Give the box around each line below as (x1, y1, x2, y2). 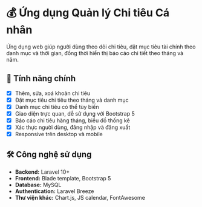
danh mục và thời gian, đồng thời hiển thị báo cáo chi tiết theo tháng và (6, 49, 184, 56)
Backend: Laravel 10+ (15, 168, 70, 176)
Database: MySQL (15, 181, 62, 188)
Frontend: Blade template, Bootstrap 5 (15, 175, 111, 182)
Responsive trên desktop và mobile (15, 131, 103, 138)
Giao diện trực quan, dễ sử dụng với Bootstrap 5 (15, 110, 135, 117)
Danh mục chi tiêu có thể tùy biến (15, 103, 100, 110)
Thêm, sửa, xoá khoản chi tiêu (15, 90, 91, 97)
